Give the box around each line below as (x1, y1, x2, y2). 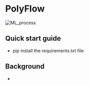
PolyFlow (5, 3, 45, 15)
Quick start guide (5, 34, 61, 43)
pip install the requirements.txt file (12, 47, 84, 53)
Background (5, 62, 45, 71)
